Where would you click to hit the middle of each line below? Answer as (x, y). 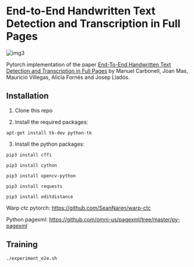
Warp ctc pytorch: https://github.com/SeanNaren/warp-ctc (78, 208)
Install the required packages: (51, 122)
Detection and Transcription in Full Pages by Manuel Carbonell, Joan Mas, (97, 70)
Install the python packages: (50, 144)
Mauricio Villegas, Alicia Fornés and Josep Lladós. (68, 77)
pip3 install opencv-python (41, 176)
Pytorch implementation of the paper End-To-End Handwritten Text (89, 65)
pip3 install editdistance (40, 197)
